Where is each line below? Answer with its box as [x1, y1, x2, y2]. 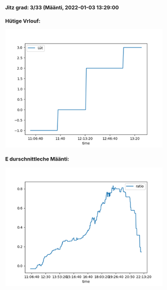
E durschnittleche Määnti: [5, 156, 69, 163]
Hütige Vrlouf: [5, 17, 41, 24]
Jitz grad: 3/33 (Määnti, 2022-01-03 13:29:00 [5, 4, 119, 11]
